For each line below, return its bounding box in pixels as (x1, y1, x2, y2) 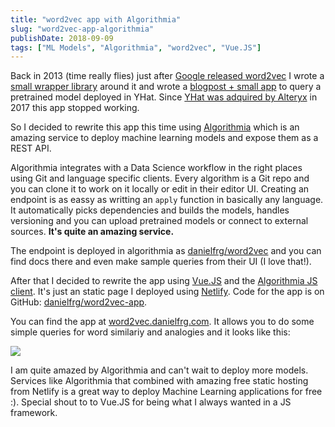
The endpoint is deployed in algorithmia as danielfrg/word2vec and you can (10, 245, 322, 257)
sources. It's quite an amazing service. (10, 226, 175, 238)
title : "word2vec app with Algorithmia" (10, 14, 182, 25)
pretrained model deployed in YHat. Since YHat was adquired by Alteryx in (10, 91, 318, 103)
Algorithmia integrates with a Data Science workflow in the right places (10, 162, 303, 174)
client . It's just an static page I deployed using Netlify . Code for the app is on (10, 286, 325, 298)
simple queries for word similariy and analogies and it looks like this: (10, 326, 291, 338)
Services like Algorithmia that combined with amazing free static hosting (10, 375, 309, 387)
